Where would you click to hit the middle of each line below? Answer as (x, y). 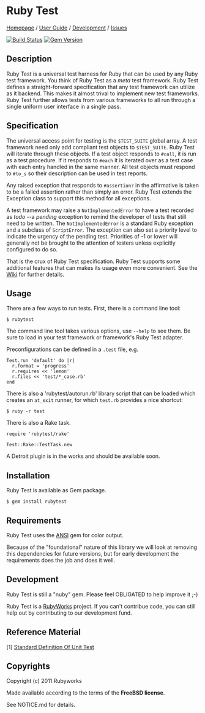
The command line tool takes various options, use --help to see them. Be (99, 331)
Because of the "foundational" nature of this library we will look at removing (102, 547)
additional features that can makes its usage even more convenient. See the (102, 267)
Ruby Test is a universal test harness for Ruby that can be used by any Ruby (102, 74)
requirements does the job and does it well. (61, 560)
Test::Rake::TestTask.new (39, 445)
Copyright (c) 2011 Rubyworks (44, 681)
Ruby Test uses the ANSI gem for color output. (65, 535)
